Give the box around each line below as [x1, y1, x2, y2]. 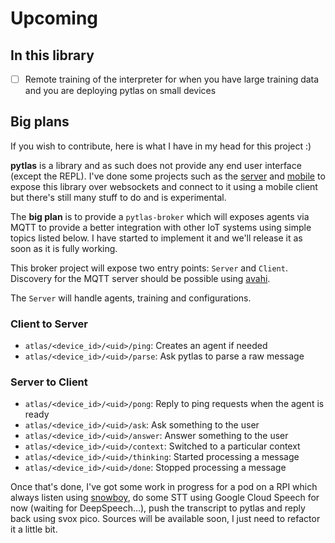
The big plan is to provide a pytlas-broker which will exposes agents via [10, 210, 310, 222]
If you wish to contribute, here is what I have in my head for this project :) [10, 140, 312, 152]
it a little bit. [10, 523, 58, 536]
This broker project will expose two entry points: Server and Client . [10, 262, 288, 274]
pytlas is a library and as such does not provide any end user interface [10, 159, 302, 171]
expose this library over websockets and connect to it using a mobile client [10, 180, 318, 192]
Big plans [10, 113, 70, 131]
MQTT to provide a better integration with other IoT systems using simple [10, 221, 312, 233]
